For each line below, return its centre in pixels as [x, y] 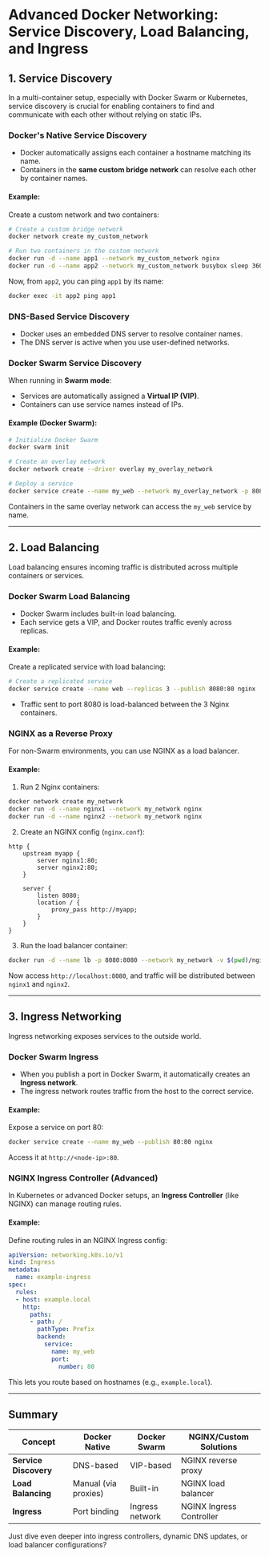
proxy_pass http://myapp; [94, 909]
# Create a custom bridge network [66, 229]
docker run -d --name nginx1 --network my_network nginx [105, 809]
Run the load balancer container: [74, 945]
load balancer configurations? [58, 1545]
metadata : [25, 1270]
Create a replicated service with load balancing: [87, 667]
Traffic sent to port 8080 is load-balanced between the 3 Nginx [124, 704]
